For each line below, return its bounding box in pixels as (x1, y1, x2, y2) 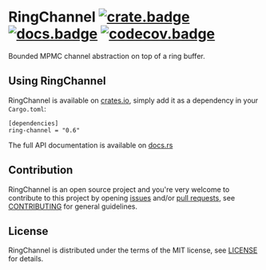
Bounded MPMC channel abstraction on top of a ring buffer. (8, 51, 205, 61)
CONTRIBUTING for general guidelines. (8, 202, 138, 211)
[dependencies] (8, 119, 59, 127)
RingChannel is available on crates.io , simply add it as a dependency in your (8, 96, 259, 105)
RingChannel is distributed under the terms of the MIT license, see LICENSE (8, 245, 258, 255)
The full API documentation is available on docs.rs (8, 140, 173, 150)
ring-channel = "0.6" (8, 126, 81, 135)
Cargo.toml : (8, 104, 46, 113)
